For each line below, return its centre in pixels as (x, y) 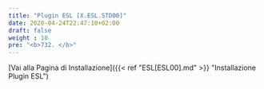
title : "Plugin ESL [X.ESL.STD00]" (68, 15)
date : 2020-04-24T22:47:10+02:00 (64, 23)
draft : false (30, 30)
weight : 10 (28, 38)
